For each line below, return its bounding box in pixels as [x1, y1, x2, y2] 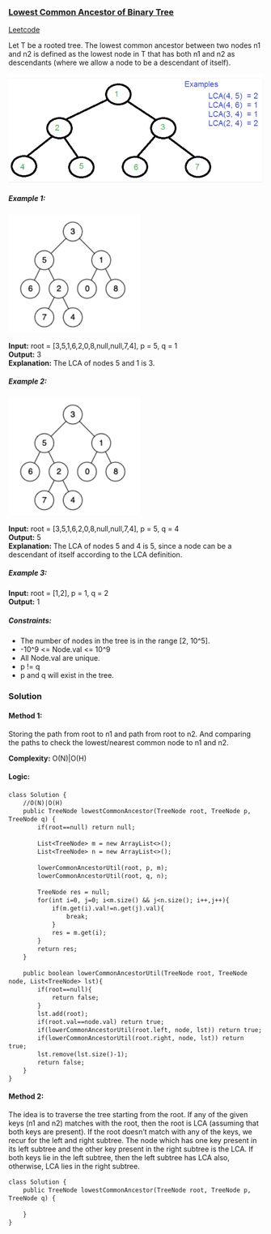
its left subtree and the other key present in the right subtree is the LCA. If [8, 1144, 254, 1154]
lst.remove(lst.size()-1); [37, 1050, 129, 1058]
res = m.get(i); [51, 928, 107, 936]
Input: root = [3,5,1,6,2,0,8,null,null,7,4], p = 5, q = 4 [8, 524, 180, 533]
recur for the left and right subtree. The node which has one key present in [8, 1135, 257, 1145]
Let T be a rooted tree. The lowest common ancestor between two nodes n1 [8, 41, 261, 50]
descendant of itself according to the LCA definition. [8, 550, 183, 559]
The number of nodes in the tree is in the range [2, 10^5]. [19, 636, 210, 646]
